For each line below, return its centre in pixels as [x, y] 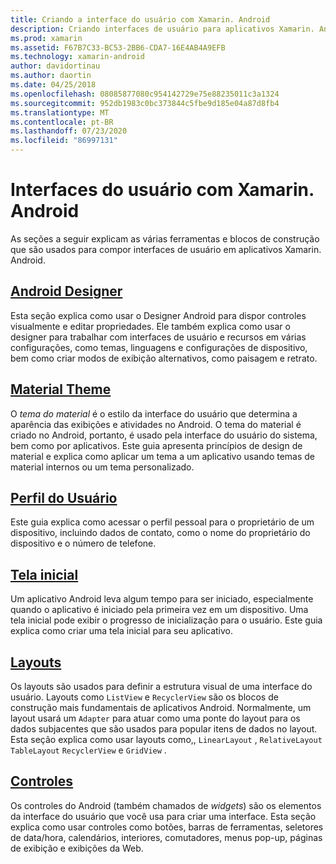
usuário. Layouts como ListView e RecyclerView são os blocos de [144, 697]
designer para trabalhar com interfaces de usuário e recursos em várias [158, 337]
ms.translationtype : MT [60, 112]
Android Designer [66, 291]
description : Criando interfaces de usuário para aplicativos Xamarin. [162, 29]
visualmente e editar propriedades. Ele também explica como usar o [150, 326]
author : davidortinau [55, 66]
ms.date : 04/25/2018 [53, 85]
